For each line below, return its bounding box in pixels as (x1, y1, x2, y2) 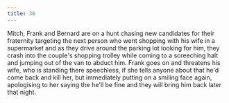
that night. (7, 88, 37, 96)
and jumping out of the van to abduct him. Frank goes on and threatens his (7, 58, 221, 66)
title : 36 (7, 10, 36, 17)
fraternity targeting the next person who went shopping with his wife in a (7, 36, 215, 45)
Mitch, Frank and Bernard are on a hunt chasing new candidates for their (7, 29, 215, 37)
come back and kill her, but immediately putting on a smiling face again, (7, 73, 212, 82)
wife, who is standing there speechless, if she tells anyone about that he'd (7, 66, 219, 74)
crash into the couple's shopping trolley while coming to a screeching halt (7, 51, 219, 59)
